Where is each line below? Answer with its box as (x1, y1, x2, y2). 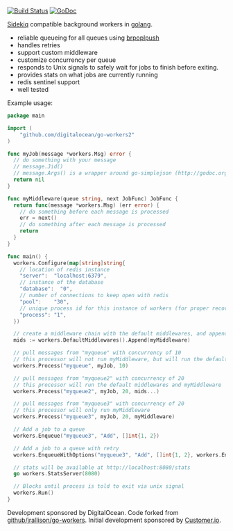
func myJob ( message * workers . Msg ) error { (7, 150, 132, 157)
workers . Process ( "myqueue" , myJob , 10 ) (13, 362, 129, 369)
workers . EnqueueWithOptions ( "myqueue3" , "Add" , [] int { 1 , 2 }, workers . (13, 451, 222, 459)
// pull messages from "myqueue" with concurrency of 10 (13, 349, 182, 356)
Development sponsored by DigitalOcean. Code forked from (7, 508, 179, 516)
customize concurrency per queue (17, 56, 116, 64)
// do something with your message (13, 157, 116, 164)
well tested (17, 86, 49, 93)
